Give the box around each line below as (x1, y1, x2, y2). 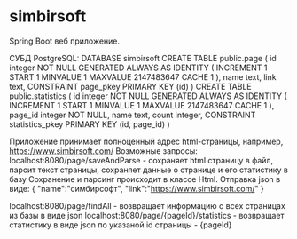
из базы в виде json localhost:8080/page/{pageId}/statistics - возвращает (9, 210, 285, 220)
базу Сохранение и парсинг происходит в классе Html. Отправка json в (9, 173, 281, 184)
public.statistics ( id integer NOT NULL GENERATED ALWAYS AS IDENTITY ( (9, 91, 287, 101)
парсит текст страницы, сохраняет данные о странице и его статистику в (9, 164, 288, 175)
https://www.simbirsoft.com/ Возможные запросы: (9, 145, 198, 156)
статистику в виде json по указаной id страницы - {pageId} (9, 219, 232, 230)
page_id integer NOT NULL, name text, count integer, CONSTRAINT (9, 109, 256, 120)
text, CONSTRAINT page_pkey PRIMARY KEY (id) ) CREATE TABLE (9, 81, 253, 92)
